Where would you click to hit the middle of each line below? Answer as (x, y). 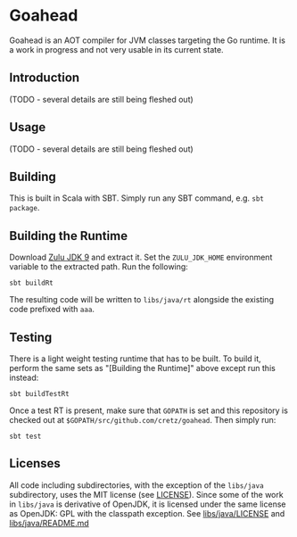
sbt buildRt (31, 283)
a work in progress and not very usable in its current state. (117, 49)
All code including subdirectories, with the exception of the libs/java (137, 485)
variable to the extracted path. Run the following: (99, 267)
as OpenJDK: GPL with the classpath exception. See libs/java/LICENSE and (147, 513)
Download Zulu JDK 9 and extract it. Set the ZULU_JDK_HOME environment (141, 257)
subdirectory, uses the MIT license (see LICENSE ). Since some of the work (146, 494)
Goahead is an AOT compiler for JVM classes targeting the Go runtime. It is (147, 40)
